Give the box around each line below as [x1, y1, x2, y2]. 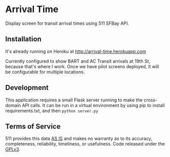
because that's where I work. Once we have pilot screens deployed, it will [5, 63, 159, 69]
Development [5, 83, 49, 92]
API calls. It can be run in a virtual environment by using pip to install [22, 102, 165, 108]
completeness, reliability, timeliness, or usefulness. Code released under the [5, 141, 165, 147]
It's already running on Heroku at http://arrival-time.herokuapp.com [5, 48, 146, 54]
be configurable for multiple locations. [5, 69, 85, 75]
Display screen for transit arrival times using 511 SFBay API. [5, 20, 129, 26]
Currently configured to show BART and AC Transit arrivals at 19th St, [5, 58, 151, 64]
